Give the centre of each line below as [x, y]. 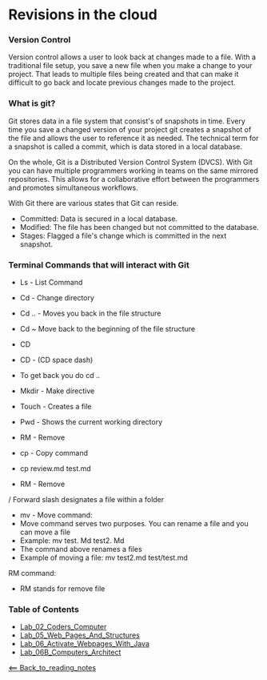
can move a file [45, 532]
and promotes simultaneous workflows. [73, 187]
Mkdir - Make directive [57, 391]
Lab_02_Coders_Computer [63, 627]
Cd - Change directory [57, 298]
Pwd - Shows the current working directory [91, 422]
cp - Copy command [54, 453]
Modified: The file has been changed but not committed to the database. [139, 227]
